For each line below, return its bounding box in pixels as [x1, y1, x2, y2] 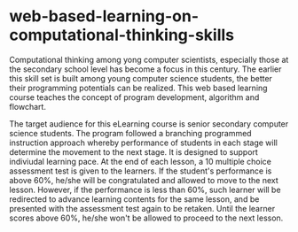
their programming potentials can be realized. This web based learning [9, 82, 268, 93]
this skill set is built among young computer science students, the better [9, 73, 273, 83]
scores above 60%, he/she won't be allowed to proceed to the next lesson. [9, 213, 284, 223]
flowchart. [9, 101, 47, 112]
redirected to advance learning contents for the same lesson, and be [9, 193, 260, 205]
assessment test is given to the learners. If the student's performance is [9, 166, 272, 176]
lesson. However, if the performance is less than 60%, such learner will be [9, 184, 281, 195]
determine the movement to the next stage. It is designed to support [9, 146, 259, 157]
